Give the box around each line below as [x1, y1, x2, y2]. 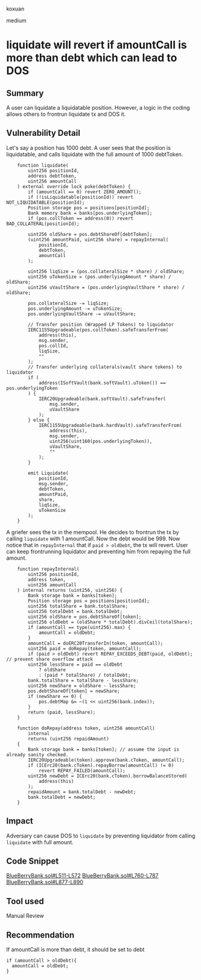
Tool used [6, 896, 44, 906]
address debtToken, [28, 173, 77, 179]
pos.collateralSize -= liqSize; [28, 300, 110, 306]
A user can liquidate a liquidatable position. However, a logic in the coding [6, 104, 190, 111]
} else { [28, 417, 50, 423]
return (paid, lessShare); [28, 709, 96, 715]
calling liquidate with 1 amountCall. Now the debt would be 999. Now [6, 535, 180, 542]
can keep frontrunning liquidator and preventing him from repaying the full [6, 548, 191, 555]
